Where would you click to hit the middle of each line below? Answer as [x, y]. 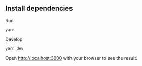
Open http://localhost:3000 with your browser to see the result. [72, 58]
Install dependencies [39, 8]
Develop [14, 39]
